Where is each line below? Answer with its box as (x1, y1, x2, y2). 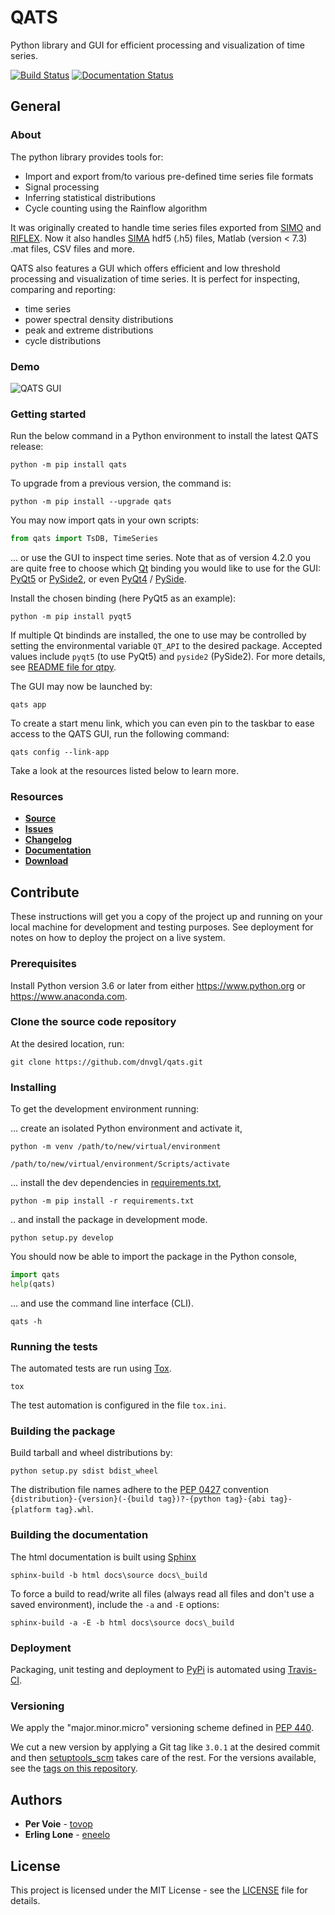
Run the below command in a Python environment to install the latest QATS (10, 430, 319, 442)
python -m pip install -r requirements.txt (10, 1196, 195, 1206)
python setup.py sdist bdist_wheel (10, 1466, 159, 1476)
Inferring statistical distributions (24, 191, 157, 203)
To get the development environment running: (10, 1103, 200, 1115)
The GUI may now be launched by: (10, 681, 153, 693)
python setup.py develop (10, 1233, 114, 1243)
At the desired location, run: (10, 1037, 125, 1050)
